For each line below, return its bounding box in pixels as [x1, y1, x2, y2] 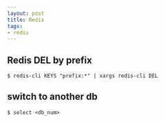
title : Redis [7, 16, 45, 23]
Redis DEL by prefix [7, 54, 93, 66]
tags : [7, 23, 23, 29]
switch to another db [7, 91, 98, 102]
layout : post [7, 10, 45, 17]
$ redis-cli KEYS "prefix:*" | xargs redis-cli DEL [7, 72, 158, 79]
